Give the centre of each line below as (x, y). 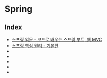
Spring (19, 9)
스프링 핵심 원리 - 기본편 (35, 46)
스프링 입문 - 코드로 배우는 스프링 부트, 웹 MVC (57, 39)
